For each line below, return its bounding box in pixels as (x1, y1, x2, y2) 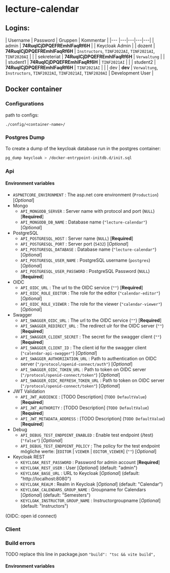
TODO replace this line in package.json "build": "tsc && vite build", (5, 551, 156, 558)
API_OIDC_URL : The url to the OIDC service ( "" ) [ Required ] (20, 284, 143, 290)
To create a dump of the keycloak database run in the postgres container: (5, 145, 161, 152)
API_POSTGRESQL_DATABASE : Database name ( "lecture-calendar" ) (20, 246, 157, 252)
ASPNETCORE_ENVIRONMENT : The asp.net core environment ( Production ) (12, 191, 159, 198)
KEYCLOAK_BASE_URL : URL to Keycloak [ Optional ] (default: (20, 470, 140, 476)
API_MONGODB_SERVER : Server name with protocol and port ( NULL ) (20, 208, 155, 214)
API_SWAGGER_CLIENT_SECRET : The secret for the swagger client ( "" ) (20, 334, 162, 340)
